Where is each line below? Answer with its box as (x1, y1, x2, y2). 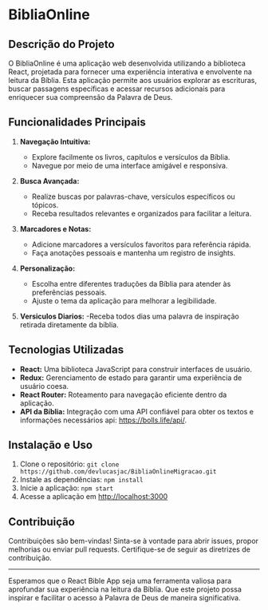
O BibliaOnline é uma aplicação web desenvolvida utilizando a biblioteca (8, 58, 246, 68)
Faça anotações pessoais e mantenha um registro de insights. (31, 248, 236, 257)
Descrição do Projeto (8, 38, 115, 51)
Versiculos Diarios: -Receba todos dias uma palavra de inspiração (19, 311, 239, 321)
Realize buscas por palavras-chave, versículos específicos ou (31, 192, 235, 201)
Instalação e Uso (8, 438, 93, 452)
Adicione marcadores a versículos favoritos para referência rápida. (31, 240, 251, 249)
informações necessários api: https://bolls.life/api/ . (19, 415, 187, 425)
